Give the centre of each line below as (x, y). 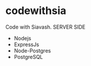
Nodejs (22, 38)
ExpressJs (26, 44)
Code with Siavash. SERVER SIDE (45, 27)
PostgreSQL (28, 57)
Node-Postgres (32, 50)
